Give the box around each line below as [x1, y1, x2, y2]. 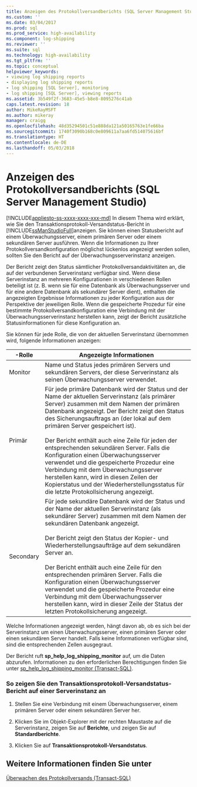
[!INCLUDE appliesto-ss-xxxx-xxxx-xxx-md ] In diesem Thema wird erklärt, [6, 215, 185, 222]
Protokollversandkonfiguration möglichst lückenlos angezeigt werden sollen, [6, 246, 191, 253]
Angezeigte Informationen [79, 351, 154, 359]
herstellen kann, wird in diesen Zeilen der [45, 473, 158, 481]
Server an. [45, 549, 73, 557]
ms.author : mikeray [6, 112, 54, 118]
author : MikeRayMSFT [6, 107, 57, 113]
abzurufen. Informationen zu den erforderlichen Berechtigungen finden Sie [6, 658, 187, 666]
